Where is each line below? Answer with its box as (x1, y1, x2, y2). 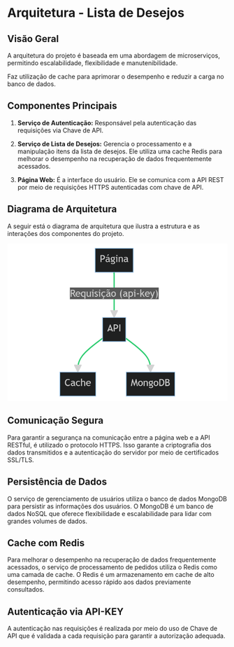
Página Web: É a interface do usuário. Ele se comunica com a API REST (17, 175, 224, 183)
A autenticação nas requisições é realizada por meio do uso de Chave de (7, 625, 218, 633)
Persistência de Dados (7, 476, 107, 488)
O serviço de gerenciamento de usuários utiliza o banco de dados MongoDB (7, 494, 227, 503)
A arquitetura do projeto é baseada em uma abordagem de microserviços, (7, 51, 220, 60)
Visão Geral (7, 33, 59, 45)
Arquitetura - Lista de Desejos (7, 5, 185, 21)
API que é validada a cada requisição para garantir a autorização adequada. (7, 632, 226, 640)
